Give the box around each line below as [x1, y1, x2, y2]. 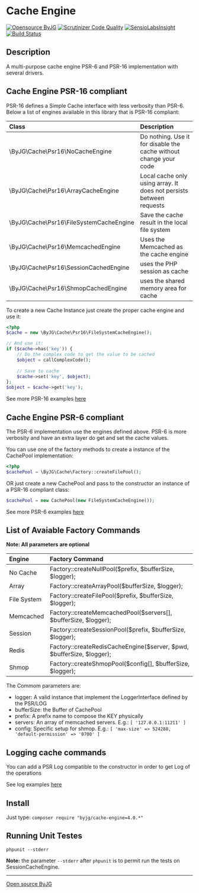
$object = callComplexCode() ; [17, 357, 92, 363]
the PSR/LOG [14, 700, 47, 707]
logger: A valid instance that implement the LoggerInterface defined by [14, 694, 188, 701]
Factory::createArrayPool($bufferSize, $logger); [49, 582, 183, 590]
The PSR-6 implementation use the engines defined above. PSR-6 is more [6, 428, 187, 435]
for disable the [140, 140, 181, 148]
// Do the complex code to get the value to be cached [17, 352, 155, 357]
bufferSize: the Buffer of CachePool [14, 706, 102, 714]
